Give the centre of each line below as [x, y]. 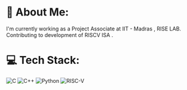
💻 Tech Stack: [43, 60]
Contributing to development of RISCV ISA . [60, 35]
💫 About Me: [38, 12]
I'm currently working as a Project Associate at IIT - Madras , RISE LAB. [93, 29]
